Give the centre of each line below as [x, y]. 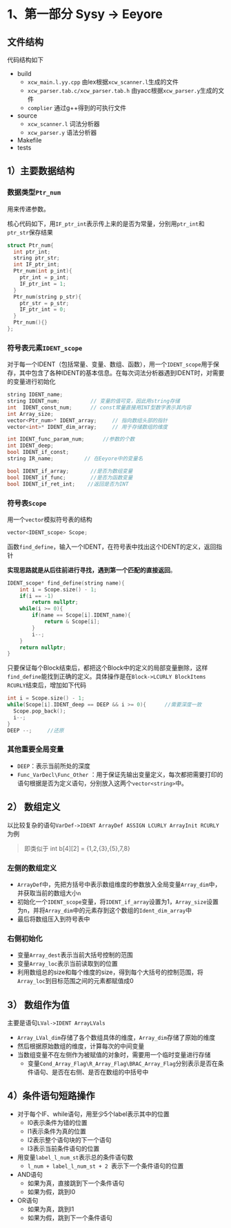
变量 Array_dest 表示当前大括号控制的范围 [75, 955]
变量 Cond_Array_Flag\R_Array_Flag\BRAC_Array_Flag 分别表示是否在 [123, 1063]
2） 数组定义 [34, 807]
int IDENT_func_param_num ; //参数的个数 [71, 439]
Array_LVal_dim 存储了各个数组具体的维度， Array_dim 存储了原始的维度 [116, 1038]
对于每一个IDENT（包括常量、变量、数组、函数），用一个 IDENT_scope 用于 [110, 365]
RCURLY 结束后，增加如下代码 [47, 685]
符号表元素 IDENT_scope [45, 348]
